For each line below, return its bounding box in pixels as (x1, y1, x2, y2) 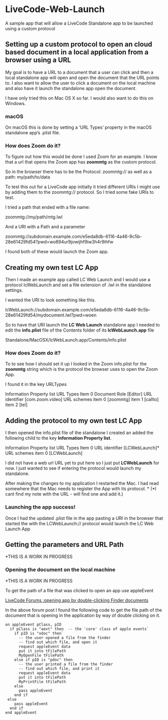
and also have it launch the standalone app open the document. (5, 85, 137, 91)
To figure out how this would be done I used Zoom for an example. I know (5, 153, 157, 159)
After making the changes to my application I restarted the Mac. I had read (5, 481, 159, 487)
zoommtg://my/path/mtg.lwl (5, 214, 63, 220)
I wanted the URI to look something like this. (5, 297, 96, 303)
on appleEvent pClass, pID (5, 622, 62, 627)
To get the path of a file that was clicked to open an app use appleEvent (5, 587, 154, 593)
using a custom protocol (5, 25, 55, 31)
